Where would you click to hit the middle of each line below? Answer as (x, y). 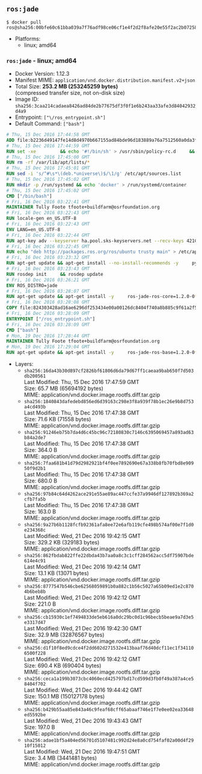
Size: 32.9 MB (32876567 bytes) (64, 635)
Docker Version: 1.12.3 (42, 74)
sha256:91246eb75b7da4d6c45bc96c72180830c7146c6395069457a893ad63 (109, 433)
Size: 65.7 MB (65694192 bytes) (64, 389)
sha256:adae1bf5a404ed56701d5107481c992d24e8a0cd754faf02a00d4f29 (109, 741)
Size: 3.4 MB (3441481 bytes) (60, 758)
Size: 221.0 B (40, 604)
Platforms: (28, 38)
